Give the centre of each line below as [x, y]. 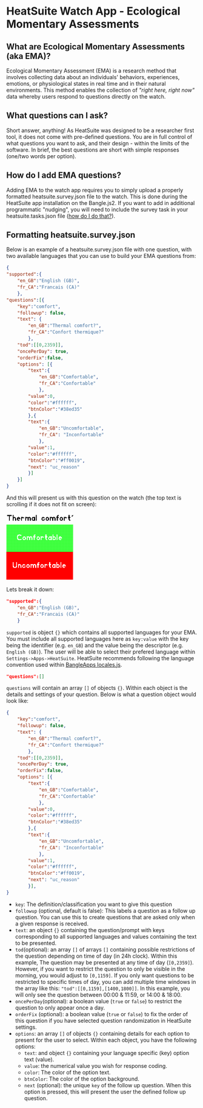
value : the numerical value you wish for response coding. [96, 1065]
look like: [18, 701]
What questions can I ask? [57, 116]
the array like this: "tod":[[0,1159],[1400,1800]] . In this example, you [102, 988]
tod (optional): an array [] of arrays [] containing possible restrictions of [105, 949]
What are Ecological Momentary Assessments [96, 47]
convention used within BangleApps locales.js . [64, 664]
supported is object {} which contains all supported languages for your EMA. [102, 632]
